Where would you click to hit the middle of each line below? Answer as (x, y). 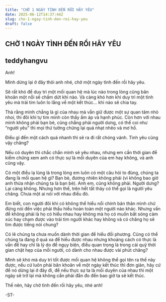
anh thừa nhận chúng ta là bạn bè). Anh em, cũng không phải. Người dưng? (82, 183)
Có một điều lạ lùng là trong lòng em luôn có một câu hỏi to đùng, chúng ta (82, 173)
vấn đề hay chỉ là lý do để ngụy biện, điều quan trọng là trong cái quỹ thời (81, 245)
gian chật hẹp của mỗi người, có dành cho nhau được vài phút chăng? (77, 250)
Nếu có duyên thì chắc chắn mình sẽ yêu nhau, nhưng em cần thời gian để (81, 153)
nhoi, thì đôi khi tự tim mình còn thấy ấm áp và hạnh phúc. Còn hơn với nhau (83, 117)
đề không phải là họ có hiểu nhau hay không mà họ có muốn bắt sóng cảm (82, 214)
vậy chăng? (17, 143)
